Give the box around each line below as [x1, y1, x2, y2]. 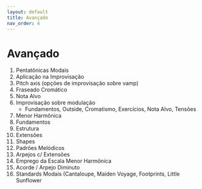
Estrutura [15, 125, 39, 132]
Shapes [15, 138, 35, 145]
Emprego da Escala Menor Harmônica [15, 157, 112, 165]
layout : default [7, 9, 48, 15]
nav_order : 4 [7, 20, 40, 26]
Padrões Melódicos [15, 144, 65, 152]
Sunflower [15, 177, 42, 184]
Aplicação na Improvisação [15, 73, 84, 80]
